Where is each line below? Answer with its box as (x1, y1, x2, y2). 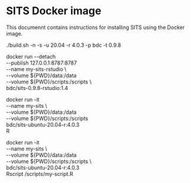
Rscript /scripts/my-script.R (6, 170, 74, 177)
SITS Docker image (6, 4, 101, 18)
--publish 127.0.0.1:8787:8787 (6, 59, 77, 66)
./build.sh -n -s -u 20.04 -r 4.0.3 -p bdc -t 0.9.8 (6, 41, 122, 49)
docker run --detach (6, 53, 56, 60)
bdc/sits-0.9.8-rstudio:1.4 (6, 84, 68, 91)
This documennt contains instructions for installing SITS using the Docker (6, 24, 185, 31)
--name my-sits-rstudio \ (6, 65, 67, 72)
